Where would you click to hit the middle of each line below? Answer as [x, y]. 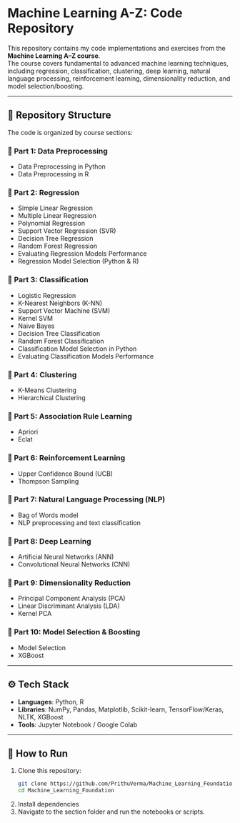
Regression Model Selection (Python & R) [78, 261]
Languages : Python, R [51, 702]
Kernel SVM [35, 318]
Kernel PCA [35, 614]
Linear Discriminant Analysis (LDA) [69, 606]
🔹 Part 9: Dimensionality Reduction [69, 583]
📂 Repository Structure [59, 115]
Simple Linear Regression [55, 208]
